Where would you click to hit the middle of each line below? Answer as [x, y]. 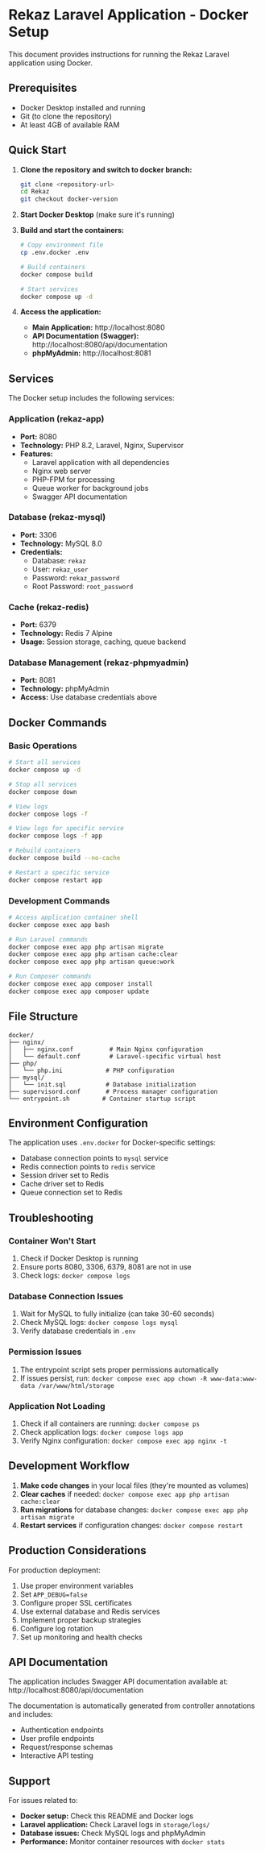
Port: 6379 [38, 625]
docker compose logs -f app [56, 836]
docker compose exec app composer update [79, 991]
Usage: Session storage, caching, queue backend [103, 642]
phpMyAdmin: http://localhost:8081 [91, 353]
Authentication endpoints [62, 1730]
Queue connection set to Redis [71, 1192]
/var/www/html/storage [76, 1386]
